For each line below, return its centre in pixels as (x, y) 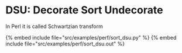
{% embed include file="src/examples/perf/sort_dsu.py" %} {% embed (91, 37)
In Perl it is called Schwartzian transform (54, 26)
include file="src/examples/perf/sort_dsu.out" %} (65, 44)
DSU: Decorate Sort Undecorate (84, 10)
